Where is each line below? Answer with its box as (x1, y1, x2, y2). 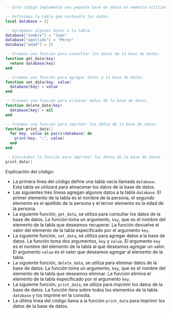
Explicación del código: (5, 168, 54, 174)
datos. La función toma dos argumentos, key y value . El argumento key (12, 238, 161, 244)
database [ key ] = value (10, 84, 58, 89)
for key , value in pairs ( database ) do (10, 131, 93, 136)
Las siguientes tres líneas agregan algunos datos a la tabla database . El (12, 189, 161, 195)
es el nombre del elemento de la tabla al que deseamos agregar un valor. (12, 243, 165, 249)
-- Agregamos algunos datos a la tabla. (5, 28, 93, 33)
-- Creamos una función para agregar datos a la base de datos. (5, 74, 145, 80)
